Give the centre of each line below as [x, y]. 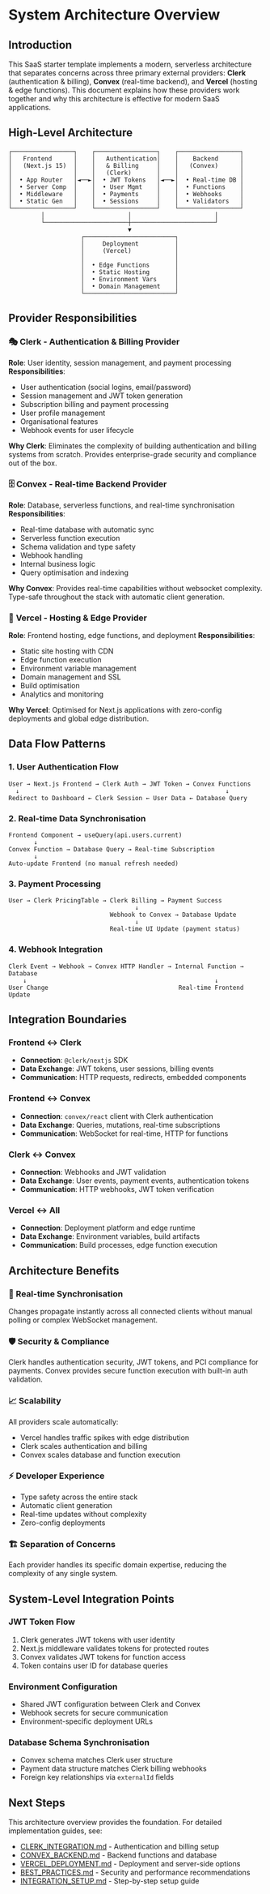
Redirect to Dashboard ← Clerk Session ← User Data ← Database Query [128, 798]
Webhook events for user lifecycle [77, 430]
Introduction [40, 45]
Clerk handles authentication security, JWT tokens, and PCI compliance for [133, 1362]
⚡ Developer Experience [57, 1476]
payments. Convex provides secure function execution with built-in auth [128, 1371]
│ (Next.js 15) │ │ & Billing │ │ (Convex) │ [126, 165]
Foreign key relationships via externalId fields [97, 1777]
